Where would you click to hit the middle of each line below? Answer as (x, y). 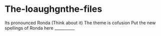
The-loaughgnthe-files (53, 9)
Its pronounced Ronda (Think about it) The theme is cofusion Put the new (80, 23)
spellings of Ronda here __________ (40, 28)
